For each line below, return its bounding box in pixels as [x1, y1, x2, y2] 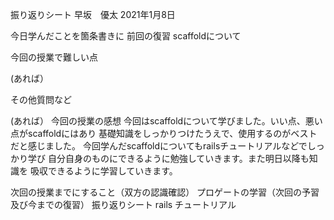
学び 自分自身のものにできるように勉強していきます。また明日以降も [27, 153, 310, 164]
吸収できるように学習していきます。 [29, 165, 178, 177]
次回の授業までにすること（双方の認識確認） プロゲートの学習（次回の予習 [10, 186, 320, 198]
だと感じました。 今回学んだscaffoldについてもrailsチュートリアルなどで [10, 140, 308, 152]
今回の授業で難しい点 [10, 51, 98, 63]
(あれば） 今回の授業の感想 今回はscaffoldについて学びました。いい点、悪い [10, 115, 323, 127]
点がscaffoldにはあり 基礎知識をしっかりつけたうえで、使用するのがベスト [10, 128, 318, 139]
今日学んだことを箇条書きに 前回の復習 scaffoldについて [10, 30, 242, 42]
